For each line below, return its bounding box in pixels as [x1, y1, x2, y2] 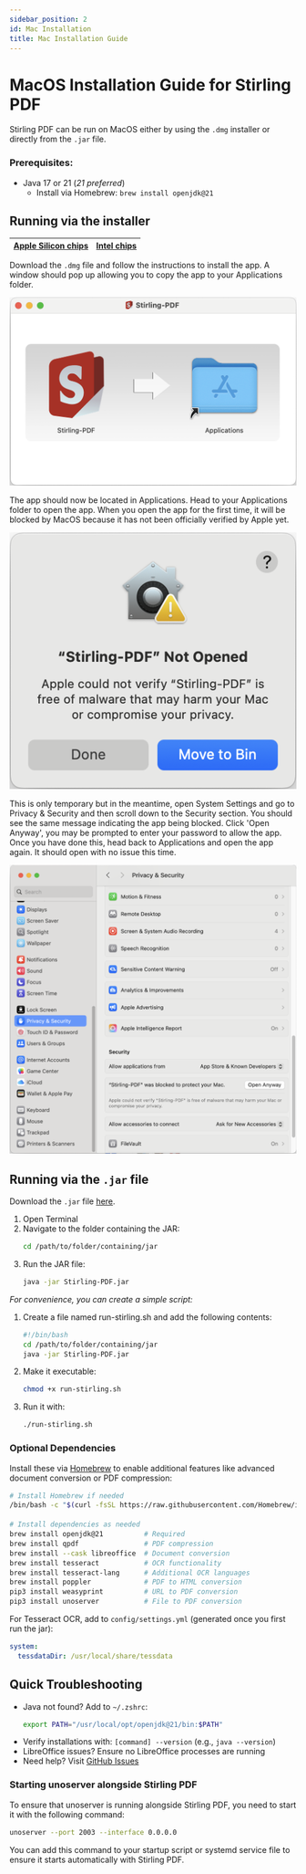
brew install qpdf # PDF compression [9, 1539, 214, 1548]
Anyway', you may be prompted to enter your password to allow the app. [9, 827, 282, 838]
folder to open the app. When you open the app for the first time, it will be [9, 504, 286, 515]
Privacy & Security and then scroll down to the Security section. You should [9, 808, 293, 819]
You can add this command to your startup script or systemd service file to [9, 1844, 291, 1855]
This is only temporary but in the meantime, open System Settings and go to [9, 798, 295, 809]
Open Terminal [22, 1214, 79, 1225]
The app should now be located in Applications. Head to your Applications [9, 494, 289, 506]
